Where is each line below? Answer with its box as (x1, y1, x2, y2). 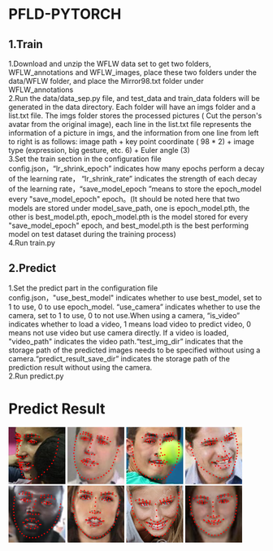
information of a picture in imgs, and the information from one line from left (8, 128, 259, 138)
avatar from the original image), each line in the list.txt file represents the (8, 120, 252, 129)
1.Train (8, 37, 43, 51)
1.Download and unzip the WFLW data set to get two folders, (8, 59, 211, 68)
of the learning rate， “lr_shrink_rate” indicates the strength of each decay (8, 174, 258, 183)
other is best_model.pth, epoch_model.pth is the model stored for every (8, 212, 249, 221)
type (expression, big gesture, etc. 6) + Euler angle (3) (8, 146, 191, 155)
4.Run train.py (8, 238, 55, 247)
